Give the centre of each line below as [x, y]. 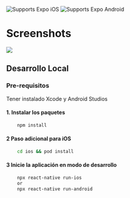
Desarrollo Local [38, 69]
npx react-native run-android [55, 189]
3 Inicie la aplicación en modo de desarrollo [62, 165]
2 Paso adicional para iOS [39, 139]
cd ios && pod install [45, 151]
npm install [32, 125]
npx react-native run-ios [50, 178]
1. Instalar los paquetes [36, 112]
